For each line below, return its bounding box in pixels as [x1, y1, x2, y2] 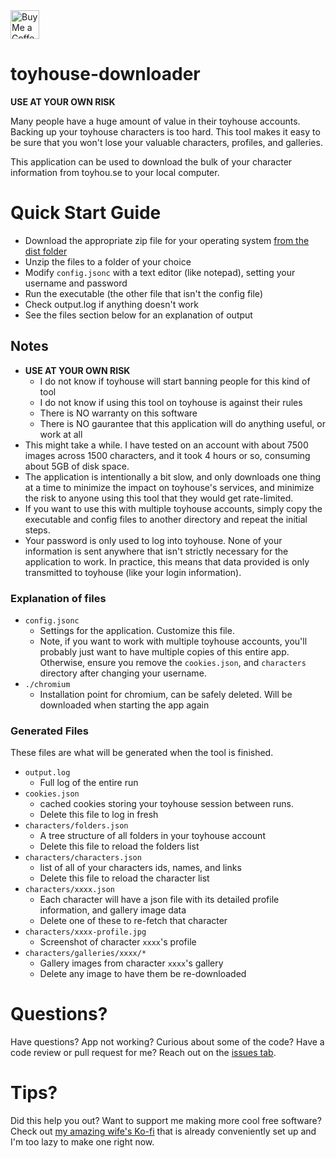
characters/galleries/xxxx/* [24, 949, 147, 959]
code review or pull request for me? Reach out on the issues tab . [10, 1047, 277, 1059]
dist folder [24, 245, 68, 257]
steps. [24, 524, 51, 536]
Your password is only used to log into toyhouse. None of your [24, 534, 283, 546]
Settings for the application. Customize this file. [39, 624, 235, 636]
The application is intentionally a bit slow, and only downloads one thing [24, 470, 322, 483]
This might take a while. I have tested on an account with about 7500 [24, 439, 309, 451]
